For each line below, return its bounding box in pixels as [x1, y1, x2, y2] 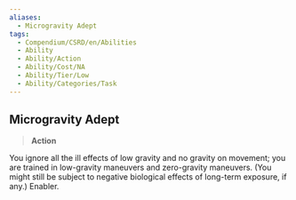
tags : [9, 29, 29, 38]
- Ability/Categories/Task [17, 79, 117, 88]
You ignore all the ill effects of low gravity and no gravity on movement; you [9, 153, 286, 164]
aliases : [9, 12, 42, 22]
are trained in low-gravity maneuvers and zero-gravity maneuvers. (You [9, 162, 272, 173]
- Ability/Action [17, 54, 82, 63]
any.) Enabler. [9, 181, 60, 192]
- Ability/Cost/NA [17, 63, 86, 72]
